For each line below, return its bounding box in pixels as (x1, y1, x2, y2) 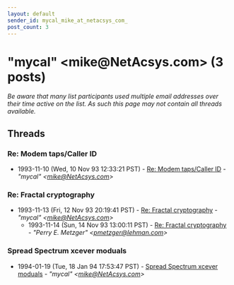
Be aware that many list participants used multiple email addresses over (7, 92, 219, 101)
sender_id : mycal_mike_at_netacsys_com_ (7, 17, 129, 24)
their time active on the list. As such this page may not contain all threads (7, 99, 223, 108)
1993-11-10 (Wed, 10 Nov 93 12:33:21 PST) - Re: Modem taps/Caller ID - (17, 165, 226, 173)
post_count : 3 (7, 23, 49, 30)
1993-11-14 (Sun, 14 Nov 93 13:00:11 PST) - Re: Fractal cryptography (28, 221, 227, 229)
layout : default (7, 10, 55, 18)
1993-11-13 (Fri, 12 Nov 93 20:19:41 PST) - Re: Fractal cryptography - (17, 206, 218, 214)
